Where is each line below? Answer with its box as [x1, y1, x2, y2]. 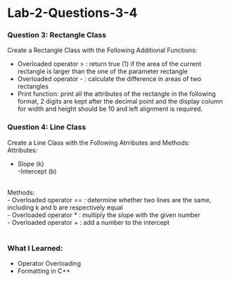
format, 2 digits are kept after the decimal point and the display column [17, 97, 223, 106]
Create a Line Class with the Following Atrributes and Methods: [7, 138, 190, 147]
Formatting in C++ [17, 266, 71, 276]
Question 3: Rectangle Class [7, 30, 107, 40]
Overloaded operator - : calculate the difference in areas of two [17, 75, 202, 83]
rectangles [17, 82, 49, 91]
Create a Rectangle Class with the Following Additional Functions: [7, 46, 198, 54]
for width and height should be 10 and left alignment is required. [17, 104, 203, 114]
